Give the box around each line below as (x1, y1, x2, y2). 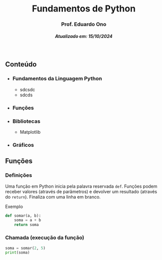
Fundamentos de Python (31, 3, 136, 14)
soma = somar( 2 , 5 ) (5, 246, 46, 251)
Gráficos (12, 141, 34, 148)
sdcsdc (19, 86, 35, 92)
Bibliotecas (12, 118, 41, 125)
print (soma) (5, 250, 30, 255)
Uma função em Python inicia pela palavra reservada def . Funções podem (5, 183, 158, 189)
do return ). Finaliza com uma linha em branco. (5, 194, 101, 200)
